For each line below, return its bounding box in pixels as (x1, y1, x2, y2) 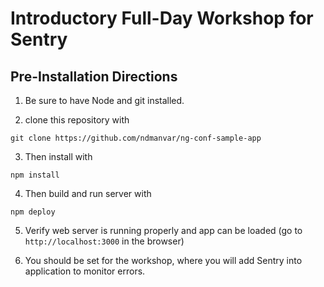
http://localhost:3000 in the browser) (24, 235, 185, 247)
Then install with (24, 151, 93, 162)
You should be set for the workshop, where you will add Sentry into (24, 255, 303, 266)
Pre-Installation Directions (10, 68, 178, 85)
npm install (10, 170, 60, 180)
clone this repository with (24, 114, 130, 126)
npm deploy (10, 207, 56, 217)
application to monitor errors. (24, 265, 146, 277)
